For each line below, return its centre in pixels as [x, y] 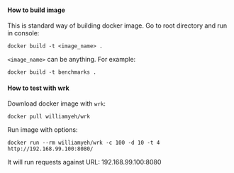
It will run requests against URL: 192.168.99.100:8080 [84, 162]
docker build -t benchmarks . [52, 72]
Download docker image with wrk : [57, 104]
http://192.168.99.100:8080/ [50, 149]
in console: [23, 33]
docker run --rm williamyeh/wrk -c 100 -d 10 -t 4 [84, 143]
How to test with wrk [38, 88]
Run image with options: [43, 130]
